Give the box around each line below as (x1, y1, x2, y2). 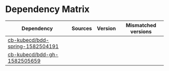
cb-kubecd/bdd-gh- (8, 51, 59, 58)
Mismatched (125, 22, 157, 29)
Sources (71, 25, 92, 32)
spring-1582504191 (8, 43, 59, 50)
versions (130, 28, 152, 35)
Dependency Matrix (5, 4, 90, 15)
